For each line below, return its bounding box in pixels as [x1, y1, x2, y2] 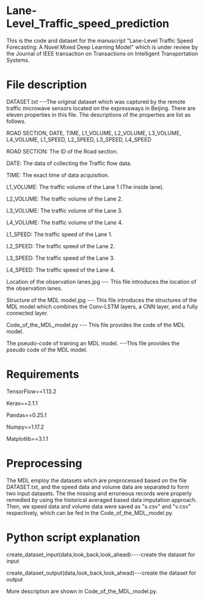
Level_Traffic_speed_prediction [6, 17, 170, 31]
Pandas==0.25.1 [6, 411, 47, 419]
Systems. [6, 56, 30, 64]
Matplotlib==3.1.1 [6, 435, 49, 442]
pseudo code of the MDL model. [6, 346, 88, 353]
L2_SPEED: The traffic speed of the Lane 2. [6, 242, 115, 249]
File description [6, 78, 87, 92]
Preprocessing [6, 457, 82, 470]
